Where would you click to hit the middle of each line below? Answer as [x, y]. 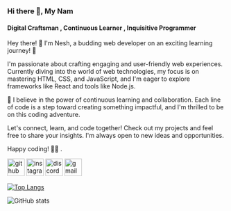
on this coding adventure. [44, 115]
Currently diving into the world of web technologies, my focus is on [103, 72]
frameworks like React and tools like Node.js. [71, 86]
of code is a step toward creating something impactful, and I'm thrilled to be [115, 107]
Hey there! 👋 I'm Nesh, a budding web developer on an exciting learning [110, 43]
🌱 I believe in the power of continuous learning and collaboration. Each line [114, 100]
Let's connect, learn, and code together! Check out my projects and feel [110, 128]
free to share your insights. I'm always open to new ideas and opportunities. [115, 136]
